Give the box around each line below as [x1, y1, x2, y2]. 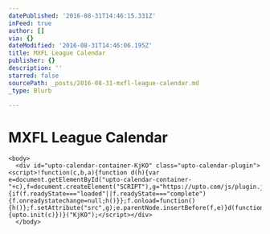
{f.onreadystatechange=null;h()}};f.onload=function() [8, 197, 196, 205]
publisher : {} [8, 57, 56, 65]
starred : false [8, 72, 59, 80]
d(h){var [130, 169, 160, 177]
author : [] [8, 27, 45, 35]
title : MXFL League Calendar [8, 49, 106, 57]
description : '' [8, 64, 63, 72]
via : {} [8, 34, 35, 43]
